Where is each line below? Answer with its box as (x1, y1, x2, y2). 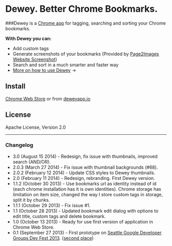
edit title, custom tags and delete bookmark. (12, 213, 106, 219)
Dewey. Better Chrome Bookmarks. (5, 3, 158, 15)
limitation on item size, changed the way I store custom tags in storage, (12, 191, 163, 197)
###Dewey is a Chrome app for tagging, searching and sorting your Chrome (5, 20, 166, 26)
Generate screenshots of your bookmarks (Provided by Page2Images (12, 51, 159, 57)
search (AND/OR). (12, 158, 51, 165)
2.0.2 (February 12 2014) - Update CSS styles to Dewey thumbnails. (12, 170, 156, 176)
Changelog (5, 141, 33, 149)
